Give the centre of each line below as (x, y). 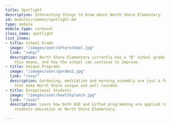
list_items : (18, 39)
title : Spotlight (24, 10)
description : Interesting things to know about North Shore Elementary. (84, 15)
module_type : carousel (29, 29)
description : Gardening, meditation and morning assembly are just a (85, 81)
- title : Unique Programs (33, 67)
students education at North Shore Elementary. (66, 109)
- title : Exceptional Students (38, 90)
